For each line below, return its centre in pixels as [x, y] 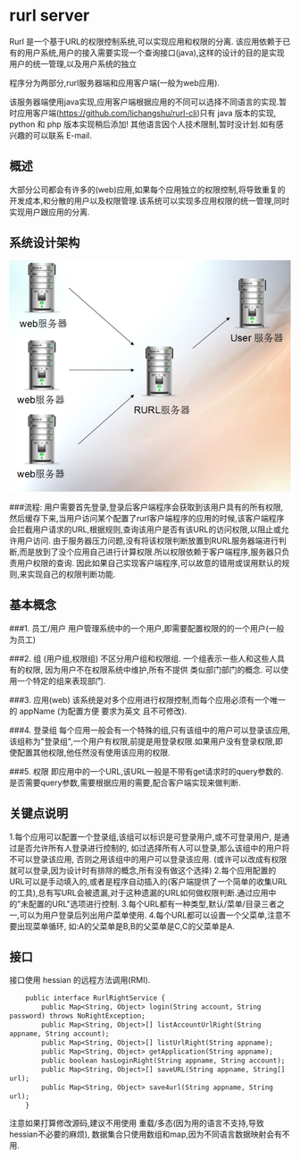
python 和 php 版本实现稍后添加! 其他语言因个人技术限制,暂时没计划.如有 [143, 124]
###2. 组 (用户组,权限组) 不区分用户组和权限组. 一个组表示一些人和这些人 [143, 658]
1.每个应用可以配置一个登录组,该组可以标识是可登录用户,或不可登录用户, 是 [146, 836]
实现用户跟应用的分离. [50, 212]
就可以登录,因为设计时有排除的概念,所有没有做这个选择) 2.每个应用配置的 [143, 870]
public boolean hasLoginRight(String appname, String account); [163, 1061]
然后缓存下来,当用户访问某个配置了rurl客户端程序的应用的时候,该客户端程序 [147, 519]
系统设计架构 [45, 243]
